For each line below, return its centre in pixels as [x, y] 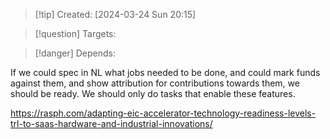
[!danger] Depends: [75, 53]
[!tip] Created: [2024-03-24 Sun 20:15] [115, 14]
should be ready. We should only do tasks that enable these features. [153, 93]
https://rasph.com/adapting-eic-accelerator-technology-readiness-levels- [163, 113]
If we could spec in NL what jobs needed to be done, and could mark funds [165, 72]
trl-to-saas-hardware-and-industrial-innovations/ [111, 123]
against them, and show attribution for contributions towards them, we [155, 83]
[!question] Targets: [75, 33]
